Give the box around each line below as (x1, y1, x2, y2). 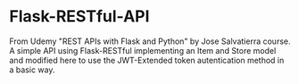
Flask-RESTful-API (9, 6, 150, 27)
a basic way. (9, 64, 55, 75)
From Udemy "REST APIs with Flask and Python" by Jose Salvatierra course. (9, 36, 291, 46)
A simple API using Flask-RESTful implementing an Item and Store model (9, 45, 277, 55)
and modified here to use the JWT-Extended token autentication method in (9, 55, 285, 65)
